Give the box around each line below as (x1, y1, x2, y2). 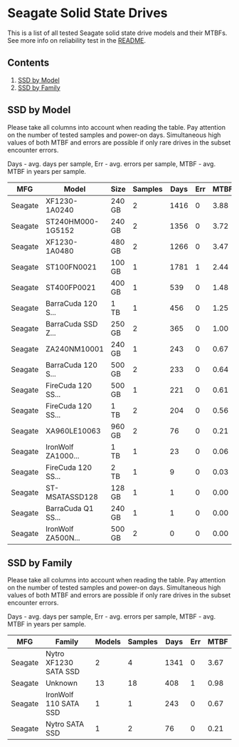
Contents (7, 57, 50, 69)
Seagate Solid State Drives (7, 5, 168, 21)
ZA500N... (45, 532, 80, 542)
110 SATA (45, 699, 80, 709)
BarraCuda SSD (45, 319, 98, 329)
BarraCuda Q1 (45, 503, 94, 513)
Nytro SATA (45, 719, 85, 729)
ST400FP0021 (45, 282, 96, 292)
